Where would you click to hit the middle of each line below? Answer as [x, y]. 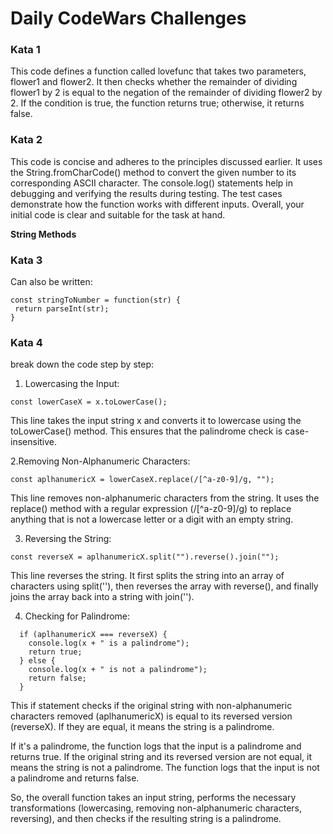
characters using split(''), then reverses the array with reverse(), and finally [164, 586]
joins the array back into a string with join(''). [102, 597]
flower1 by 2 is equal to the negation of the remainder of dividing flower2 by [166, 93]
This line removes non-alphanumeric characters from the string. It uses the [165, 498]
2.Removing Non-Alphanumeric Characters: [100, 461]
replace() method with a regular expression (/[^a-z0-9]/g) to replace [151, 509]
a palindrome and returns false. [75, 778]
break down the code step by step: [82, 364]
